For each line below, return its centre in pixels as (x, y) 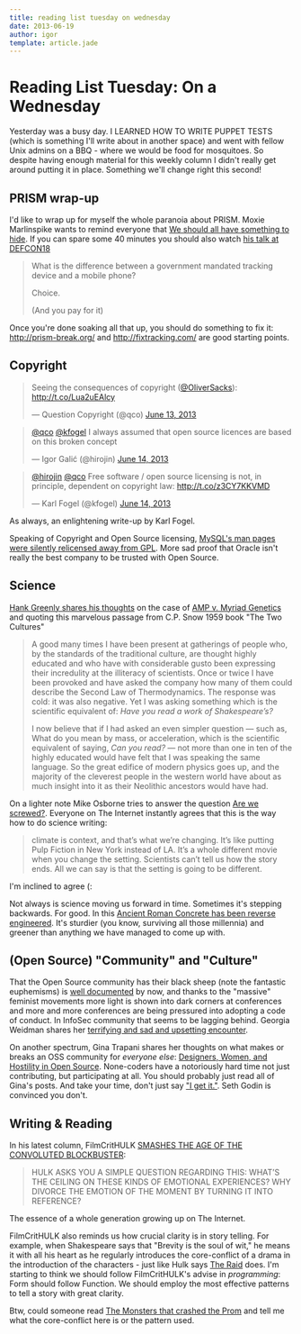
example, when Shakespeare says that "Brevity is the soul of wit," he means (150, 1246)
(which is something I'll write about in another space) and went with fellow (147, 141)
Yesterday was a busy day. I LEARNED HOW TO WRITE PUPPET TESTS (141, 132)
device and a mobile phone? (84, 275)
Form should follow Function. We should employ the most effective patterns (150, 1284)
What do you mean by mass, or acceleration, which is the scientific (155, 738)
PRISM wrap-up (54, 198)
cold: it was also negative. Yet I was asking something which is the (155, 701)
